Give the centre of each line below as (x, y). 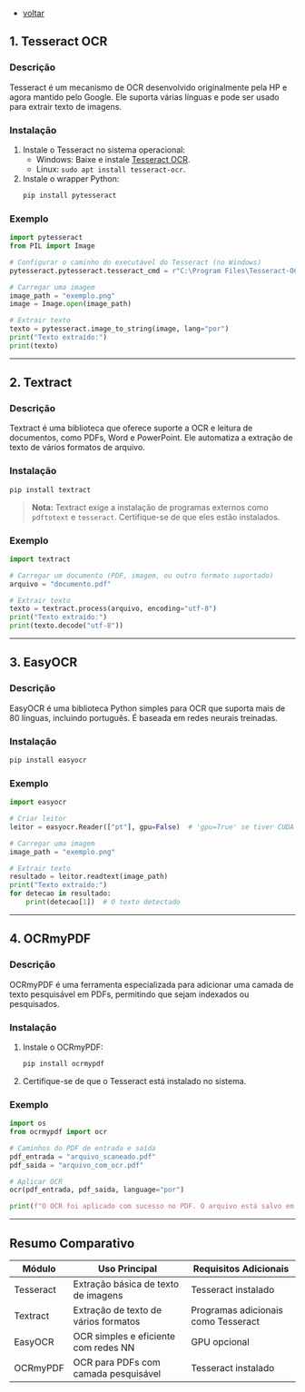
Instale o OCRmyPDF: (63, 1047)
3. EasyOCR (44, 662)
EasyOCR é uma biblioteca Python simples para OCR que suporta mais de (148, 708)
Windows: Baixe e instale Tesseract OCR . (113, 159)
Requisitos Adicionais (241, 1269)
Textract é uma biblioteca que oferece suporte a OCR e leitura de (131, 428)
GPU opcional (220, 1341)
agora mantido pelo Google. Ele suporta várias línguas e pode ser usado (144, 97)
